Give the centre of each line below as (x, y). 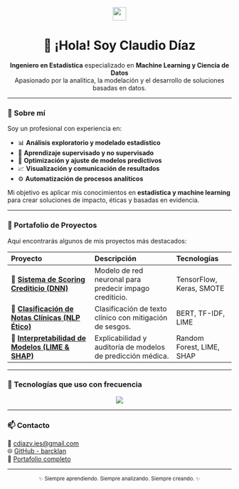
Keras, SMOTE (200, 288)
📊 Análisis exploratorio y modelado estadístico (89, 143)
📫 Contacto (28, 425)
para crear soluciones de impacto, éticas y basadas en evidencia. (103, 200)
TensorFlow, (197, 279)
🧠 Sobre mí (26, 112)
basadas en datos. (119, 88)
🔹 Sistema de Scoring (48, 279)
